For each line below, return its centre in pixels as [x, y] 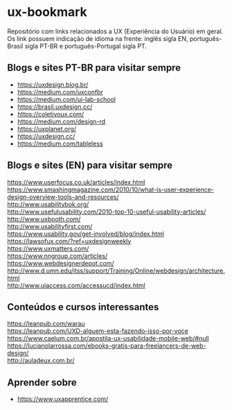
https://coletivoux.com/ [51, 114]
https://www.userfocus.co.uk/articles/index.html [76, 182]
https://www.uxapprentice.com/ [63, 399]
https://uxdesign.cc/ [46, 136]
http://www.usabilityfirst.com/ [50, 226]
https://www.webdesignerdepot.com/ [61, 263]
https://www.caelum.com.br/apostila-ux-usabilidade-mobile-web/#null [108, 339]
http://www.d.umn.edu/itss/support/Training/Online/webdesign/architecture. [116, 271]
